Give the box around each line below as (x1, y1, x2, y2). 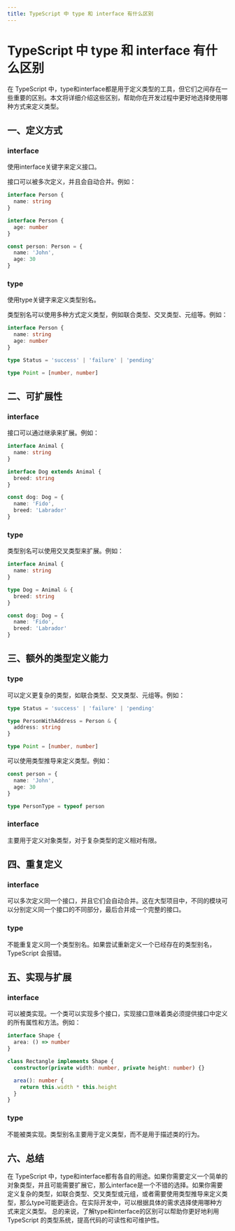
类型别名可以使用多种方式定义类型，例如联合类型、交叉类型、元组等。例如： (7, 311, 228, 319)
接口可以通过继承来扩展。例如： (7, 428, 99, 437)
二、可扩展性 (7, 390, 63, 402)
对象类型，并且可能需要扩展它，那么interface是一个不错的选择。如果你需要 (7, 1181, 223, 1190)
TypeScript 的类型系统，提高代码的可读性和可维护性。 (7, 1216, 163, 1225)
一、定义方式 (7, 124, 63, 136)
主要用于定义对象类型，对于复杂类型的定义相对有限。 (7, 836, 161, 844)
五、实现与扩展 (7, 971, 72, 983)
